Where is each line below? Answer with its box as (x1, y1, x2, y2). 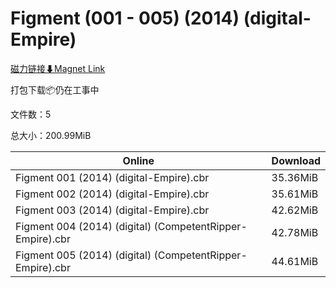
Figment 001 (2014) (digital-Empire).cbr (15, 170, 210, 184)
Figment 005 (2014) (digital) (15, 248, 152, 262)
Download (271, 153, 321, 167)
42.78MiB (271, 225, 319, 239)
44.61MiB (271, 254, 319, 268)
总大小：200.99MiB (10, 129, 92, 141)
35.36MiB (271, 170, 319, 184)
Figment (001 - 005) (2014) (10, 7, 240, 30)
